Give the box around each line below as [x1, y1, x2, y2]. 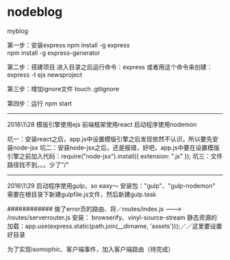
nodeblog [7, 4, 63, 20]
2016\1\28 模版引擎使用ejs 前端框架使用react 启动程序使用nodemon [7, 120, 197, 128]
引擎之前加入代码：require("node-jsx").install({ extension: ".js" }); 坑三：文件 [7, 152, 223, 160]
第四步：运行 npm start [7, 99, 72, 107]
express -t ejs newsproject [7, 70, 82, 79]
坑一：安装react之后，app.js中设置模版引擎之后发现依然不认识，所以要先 [7, 134, 213, 143]
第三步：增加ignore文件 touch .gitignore [7, 84, 120, 93]
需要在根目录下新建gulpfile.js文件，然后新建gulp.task [7, 190, 157, 198]
